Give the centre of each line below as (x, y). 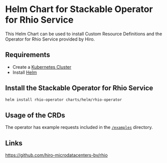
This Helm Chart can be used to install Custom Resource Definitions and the (84, 34)
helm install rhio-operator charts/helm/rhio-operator (64, 100)
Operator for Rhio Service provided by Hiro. (50, 39)
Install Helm (25, 72)
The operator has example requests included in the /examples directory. (79, 127)
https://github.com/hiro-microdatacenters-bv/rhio (56, 155)
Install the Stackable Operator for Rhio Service (79, 88)
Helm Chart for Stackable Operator (79, 9)
